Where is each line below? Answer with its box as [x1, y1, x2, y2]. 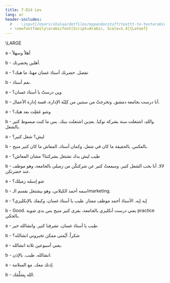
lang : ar [5, 12, 24, 17]
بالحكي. [5, 213, 20, 219]
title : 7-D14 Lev [5, 7, 42, 13]
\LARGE [5, 40, 22, 46]
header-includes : [5, 17, 42, 22]
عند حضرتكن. [5, 168, 30, 174]
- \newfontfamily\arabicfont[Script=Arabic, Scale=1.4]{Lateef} [10, 26, 148, 31]
